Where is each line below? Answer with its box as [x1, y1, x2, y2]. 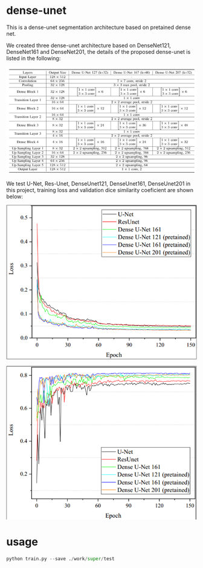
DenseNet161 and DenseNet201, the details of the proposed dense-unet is [6, 48, 191, 55]
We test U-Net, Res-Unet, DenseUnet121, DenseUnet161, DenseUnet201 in [6, 180, 191, 187]
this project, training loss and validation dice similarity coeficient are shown [6, 187, 194, 194]
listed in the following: [6, 54, 61, 62]
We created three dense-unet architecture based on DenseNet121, [6, 42, 171, 49]
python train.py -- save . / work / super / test [6, 555, 115, 562]
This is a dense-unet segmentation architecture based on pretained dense [6, 24, 192, 31]
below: [6, 193, 23, 200]
